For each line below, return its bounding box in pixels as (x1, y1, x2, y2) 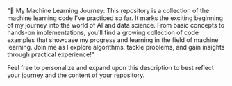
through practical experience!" (7, 50, 95, 58)
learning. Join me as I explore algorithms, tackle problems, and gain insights (7, 43, 225, 51)
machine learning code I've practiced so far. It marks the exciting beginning (7, 14, 224, 22)
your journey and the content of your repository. (7, 71, 145, 79)
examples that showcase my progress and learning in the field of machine (7, 36, 219, 44)
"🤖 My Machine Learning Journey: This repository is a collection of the (7, 7, 210, 14)
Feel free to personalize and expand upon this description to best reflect (7, 64, 214, 72)
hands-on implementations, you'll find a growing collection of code (7, 28, 199, 36)
